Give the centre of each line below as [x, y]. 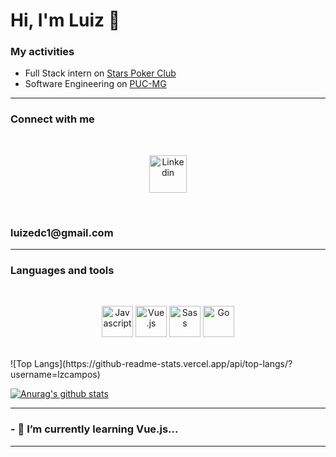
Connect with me [52, 119]
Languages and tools [62, 270]
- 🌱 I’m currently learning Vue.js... [94, 429]
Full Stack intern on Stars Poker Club [100, 73]
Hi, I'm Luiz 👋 [65, 20]
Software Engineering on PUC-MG [95, 84]
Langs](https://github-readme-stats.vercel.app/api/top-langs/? [163, 364]
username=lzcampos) [55, 375]
